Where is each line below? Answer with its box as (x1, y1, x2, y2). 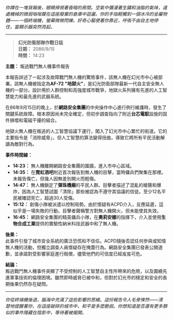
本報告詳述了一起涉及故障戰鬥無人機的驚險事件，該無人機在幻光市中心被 (5, 74, 158, 80)
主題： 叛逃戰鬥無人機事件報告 (5, 63, 70, 69)
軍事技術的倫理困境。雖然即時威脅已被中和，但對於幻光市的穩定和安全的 (9, 274, 163, 280)
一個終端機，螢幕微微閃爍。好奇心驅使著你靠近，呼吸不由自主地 (18, 17, 154, 23)
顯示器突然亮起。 (18, 24, 55, 30)
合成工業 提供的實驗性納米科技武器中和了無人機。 (17, 220, 121, 227)
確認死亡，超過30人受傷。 (22, 195, 78, 201)
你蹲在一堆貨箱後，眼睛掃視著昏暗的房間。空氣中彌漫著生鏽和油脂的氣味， (5, 5, 163, 10)
